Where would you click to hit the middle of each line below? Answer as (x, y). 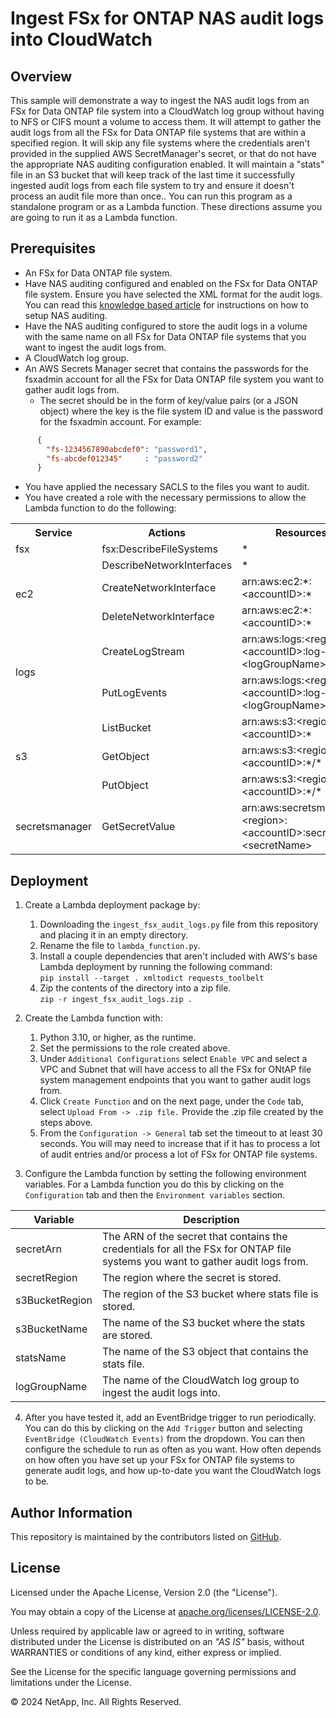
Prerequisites (53, 248)
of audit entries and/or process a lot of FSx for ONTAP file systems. (178, 1154)
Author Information (71, 1512)
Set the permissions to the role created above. (135, 1048)
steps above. (66, 1123)
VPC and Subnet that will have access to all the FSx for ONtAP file (175, 1069)
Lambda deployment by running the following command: (156, 967)
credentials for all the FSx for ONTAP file (197, 1249)
